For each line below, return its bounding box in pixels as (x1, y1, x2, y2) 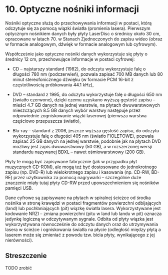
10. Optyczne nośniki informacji (5, 3, 139, 15)
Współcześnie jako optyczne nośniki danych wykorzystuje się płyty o (5, 51, 147, 57)
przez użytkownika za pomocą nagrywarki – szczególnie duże (13, 174, 141, 180)
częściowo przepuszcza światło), (12, 118, 81, 124)
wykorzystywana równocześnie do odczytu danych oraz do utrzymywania (5, 221, 158, 227)
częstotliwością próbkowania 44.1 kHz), (12, 81, 94, 88)
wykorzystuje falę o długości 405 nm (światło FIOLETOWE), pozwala (12, 133, 154, 139)
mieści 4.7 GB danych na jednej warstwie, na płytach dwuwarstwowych (12, 102, 160, 108)
